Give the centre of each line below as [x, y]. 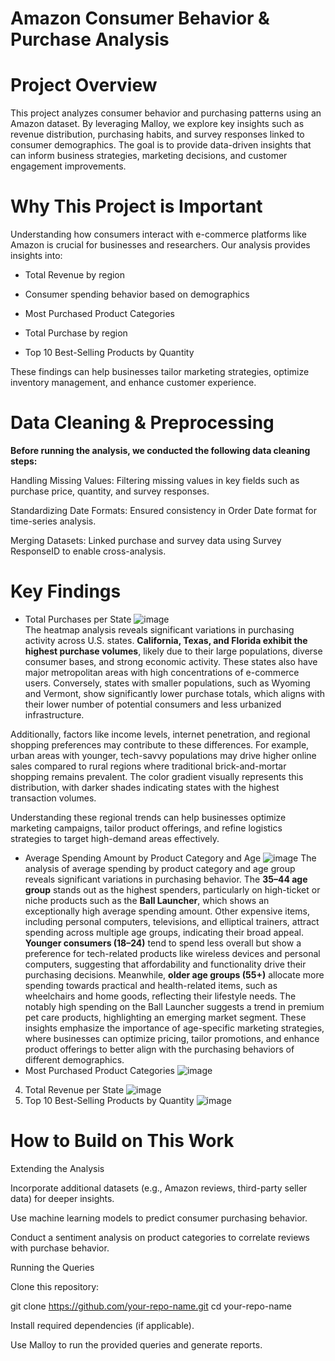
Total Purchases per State [78, 619]
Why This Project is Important [136, 206]
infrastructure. [54, 714]
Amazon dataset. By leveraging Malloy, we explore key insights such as [157, 124]
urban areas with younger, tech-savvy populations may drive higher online [163, 755]
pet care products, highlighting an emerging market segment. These [165, 1017]
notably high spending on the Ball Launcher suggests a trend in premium [174, 1006]
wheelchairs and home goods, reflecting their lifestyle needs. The [160, 996]
